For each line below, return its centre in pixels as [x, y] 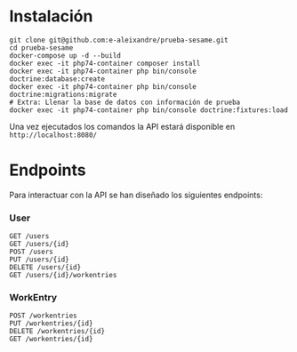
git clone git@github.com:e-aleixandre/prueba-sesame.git [119, 40]
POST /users [31, 252]
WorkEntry [33, 298]
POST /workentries [43, 316]
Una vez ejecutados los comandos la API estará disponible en [122, 126]
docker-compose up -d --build [65, 55]
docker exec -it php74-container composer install [105, 63]
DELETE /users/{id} [45, 268]
